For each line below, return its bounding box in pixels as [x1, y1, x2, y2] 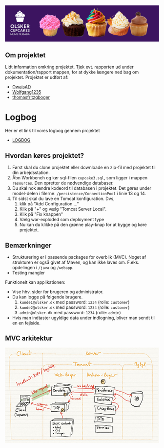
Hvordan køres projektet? [5, 151, 84, 160]
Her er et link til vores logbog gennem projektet [5, 128, 100, 134]
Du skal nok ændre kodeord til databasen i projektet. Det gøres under [12, 185, 152, 191]
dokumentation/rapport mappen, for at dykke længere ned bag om [5, 69, 139, 75]
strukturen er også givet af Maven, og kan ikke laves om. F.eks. [12, 259, 140, 265]
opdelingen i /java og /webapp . [12, 265, 74, 270]
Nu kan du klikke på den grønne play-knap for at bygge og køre [19, 222, 147, 228]
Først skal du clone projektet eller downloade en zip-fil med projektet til [12, 165, 156, 171]
